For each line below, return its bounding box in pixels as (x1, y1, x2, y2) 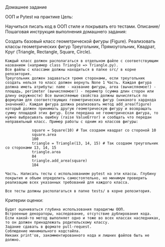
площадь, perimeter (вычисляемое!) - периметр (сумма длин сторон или (5, 89, 154, 94)
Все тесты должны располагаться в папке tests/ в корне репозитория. (5, 188, 152, 193)
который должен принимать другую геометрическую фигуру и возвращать (5, 106, 152, 111)
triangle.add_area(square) (31, 158, 88, 163)
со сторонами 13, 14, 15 (5, 145, 56, 150)
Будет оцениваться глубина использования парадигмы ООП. (5, 207, 125, 212)
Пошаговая (5, 29, 29, 34)
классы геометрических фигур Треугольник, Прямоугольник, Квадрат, (5, 44, 156, 49)
